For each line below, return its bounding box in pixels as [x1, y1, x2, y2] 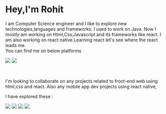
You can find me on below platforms [5, 48, 82, 54]
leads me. [5, 42, 26, 48]
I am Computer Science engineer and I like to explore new [5, 20, 127, 27]
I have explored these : [5, 93, 54, 99]
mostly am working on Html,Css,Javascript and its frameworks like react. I [5, 31, 161, 37]
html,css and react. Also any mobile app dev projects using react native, [5, 83, 157, 89]
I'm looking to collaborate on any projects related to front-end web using [5, 78, 158, 84]
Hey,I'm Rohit [5, 4, 64, 15]
